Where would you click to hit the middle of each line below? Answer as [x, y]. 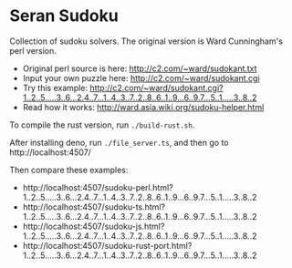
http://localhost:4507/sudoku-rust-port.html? [107, 245]
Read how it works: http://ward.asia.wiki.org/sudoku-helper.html [143, 107]
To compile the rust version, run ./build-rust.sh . [102, 125]
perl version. [33, 50]
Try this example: [55, 88]
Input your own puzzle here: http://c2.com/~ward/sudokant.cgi [141, 77]
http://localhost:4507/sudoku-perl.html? [98, 187]
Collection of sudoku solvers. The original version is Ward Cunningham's [146, 41]
